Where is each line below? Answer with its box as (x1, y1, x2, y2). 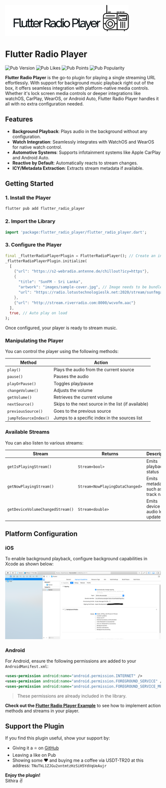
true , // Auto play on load (9, 311, 68, 316)
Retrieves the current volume (53, 394, 113, 400)
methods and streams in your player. (5, 708, 80, 714)
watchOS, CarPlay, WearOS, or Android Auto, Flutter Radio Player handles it (5, 96, 159, 101)
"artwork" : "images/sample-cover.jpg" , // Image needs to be (18, 285, 147, 290)
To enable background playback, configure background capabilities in (5, 556, 148, 562)
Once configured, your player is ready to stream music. (5, 325, 118, 331)
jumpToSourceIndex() (7, 416, 50, 421)
